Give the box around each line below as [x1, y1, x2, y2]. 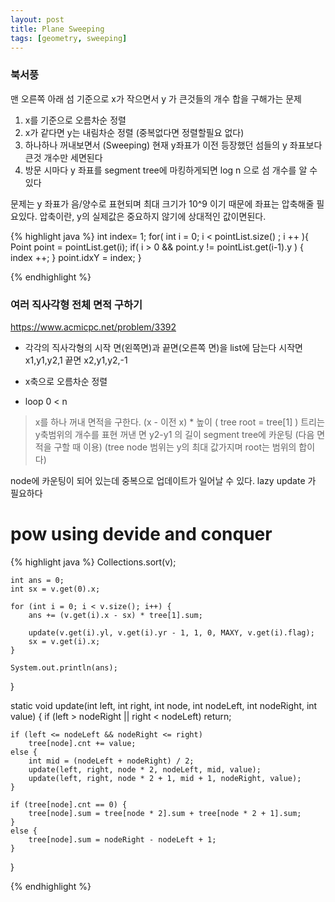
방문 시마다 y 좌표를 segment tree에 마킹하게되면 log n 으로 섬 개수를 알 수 [24, 164, 318, 176]
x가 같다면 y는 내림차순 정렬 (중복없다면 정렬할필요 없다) [24, 126, 245, 138]
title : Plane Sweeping [10, 24, 105, 34]
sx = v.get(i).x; [28, 636, 101, 646]
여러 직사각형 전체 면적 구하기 [10, 297, 143, 311]
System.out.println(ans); [10, 662, 118, 673]
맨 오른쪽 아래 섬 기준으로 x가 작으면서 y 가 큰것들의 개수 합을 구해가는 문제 [10, 92, 302, 105]
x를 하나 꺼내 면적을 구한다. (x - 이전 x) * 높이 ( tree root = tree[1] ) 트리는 [34, 416, 325, 428]
